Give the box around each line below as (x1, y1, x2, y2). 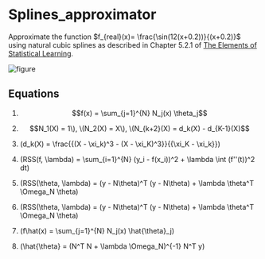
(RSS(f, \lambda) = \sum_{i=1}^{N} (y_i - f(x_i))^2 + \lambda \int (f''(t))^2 (19, 154, 255, 164)
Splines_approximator (8, 6, 157, 24)
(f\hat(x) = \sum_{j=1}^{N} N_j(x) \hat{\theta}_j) (19, 226, 175, 235)
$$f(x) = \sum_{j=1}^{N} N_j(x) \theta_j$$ (71, 108, 208, 118)
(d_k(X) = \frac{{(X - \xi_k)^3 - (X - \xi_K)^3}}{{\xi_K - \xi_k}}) (19, 139, 221, 149)
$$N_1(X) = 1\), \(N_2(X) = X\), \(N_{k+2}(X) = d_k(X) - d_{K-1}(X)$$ (29, 123, 250, 133)
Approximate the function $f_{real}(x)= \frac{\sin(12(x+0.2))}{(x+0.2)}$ (8, 32, 241, 41)
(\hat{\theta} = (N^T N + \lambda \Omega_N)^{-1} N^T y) (19, 241, 205, 251)
